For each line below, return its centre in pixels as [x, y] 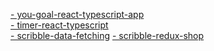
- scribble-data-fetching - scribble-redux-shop [107, 35]
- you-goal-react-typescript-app [77, 14]
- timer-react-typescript [59, 25]
